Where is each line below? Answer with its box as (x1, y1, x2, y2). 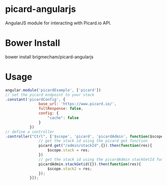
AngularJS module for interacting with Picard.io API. (5, 20, 111, 26)
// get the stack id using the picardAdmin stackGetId (38, 157, 155, 162)
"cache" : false (47, 115, 79, 120)
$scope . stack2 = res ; (47, 166, 92, 171)
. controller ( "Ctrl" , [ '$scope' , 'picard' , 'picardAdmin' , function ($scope (5, 134, 164, 139)
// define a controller (5, 129, 55, 134)
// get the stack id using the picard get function (38, 138, 148, 144)
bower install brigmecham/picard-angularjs (5, 54, 93, 60)
